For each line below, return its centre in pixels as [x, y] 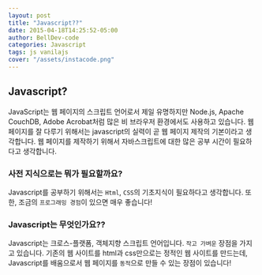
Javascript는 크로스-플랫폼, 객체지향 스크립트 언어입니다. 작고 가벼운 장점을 [123, 243]
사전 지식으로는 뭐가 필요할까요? [65, 173]
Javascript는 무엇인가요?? [57, 224]
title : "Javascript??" [45, 23]
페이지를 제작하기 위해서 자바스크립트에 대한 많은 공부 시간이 [138, 141]
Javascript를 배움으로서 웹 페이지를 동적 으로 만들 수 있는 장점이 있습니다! [120, 263]
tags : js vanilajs [38, 52]
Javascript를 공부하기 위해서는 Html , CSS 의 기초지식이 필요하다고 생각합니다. [126, 192]
